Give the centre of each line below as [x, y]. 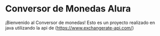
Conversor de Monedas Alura [68, 9]
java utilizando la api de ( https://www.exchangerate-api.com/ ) [70, 27]
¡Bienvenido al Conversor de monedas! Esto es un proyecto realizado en [80, 22]
